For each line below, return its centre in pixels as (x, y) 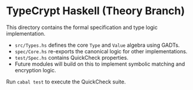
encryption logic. (35, 70)
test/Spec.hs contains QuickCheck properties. (71, 57)
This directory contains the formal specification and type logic (82, 27)
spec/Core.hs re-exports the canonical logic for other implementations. (101, 51)
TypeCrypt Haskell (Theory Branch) (96, 11)
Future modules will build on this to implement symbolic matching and (100, 64)
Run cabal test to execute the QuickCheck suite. (66, 82)
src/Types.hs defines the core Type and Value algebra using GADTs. (97, 45)
